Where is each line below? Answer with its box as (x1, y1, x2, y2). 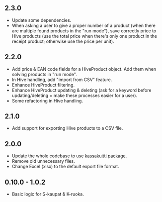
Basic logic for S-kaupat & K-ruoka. (11, 191, 84, 197)
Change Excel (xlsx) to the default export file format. (11, 164, 120, 170)
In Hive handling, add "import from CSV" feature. (11, 77, 112, 83)
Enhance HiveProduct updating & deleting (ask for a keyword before (11, 87, 152, 93)
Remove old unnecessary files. (11, 158, 75, 164)
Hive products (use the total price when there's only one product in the (11, 33, 158, 39)
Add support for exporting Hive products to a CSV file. (11, 125, 123, 131)
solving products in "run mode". (11, 71, 78, 77)
